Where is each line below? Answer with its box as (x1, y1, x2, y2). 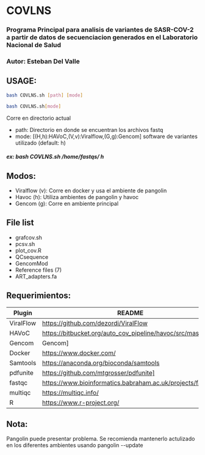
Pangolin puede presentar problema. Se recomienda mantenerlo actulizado (6, 435, 195, 443)
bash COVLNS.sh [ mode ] (6, 103, 62, 109)
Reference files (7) (15, 266, 62, 274)
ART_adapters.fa (15, 272, 57, 280)
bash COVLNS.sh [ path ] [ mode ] (6, 92, 84, 98)
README (117, 308, 144, 317)
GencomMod (15, 260, 48, 267)
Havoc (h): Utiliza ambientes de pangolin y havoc (15, 194, 139, 200)
